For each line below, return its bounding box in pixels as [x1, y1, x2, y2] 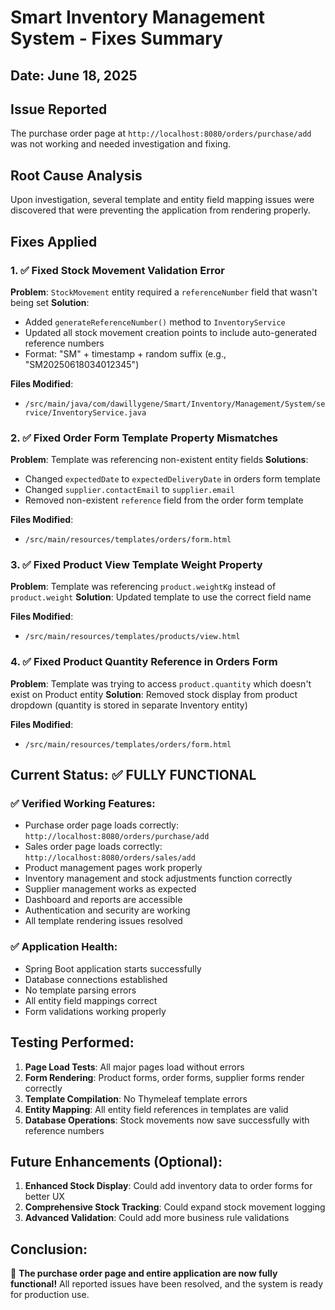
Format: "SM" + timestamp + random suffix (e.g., [24, 347, 227, 360]
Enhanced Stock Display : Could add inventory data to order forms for [24, 1180, 313, 1192]
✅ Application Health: [10, 940, 118, 954]
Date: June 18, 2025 [10, 67, 138, 84]
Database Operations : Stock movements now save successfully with [24, 1114, 310, 1126]
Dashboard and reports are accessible [24, 894, 183, 906]
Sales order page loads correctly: [24, 841, 163, 853]
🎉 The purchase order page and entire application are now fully [10, 1267, 278, 1280]
